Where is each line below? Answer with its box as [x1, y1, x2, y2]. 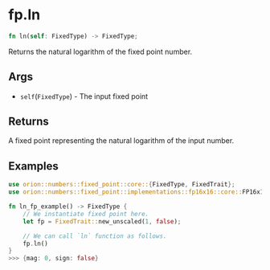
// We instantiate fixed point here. [22, 210, 149, 218]
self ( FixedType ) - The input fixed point [19, 91, 149, 101]
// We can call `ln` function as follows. [22, 231, 167, 240]
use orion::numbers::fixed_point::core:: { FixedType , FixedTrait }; [8, 181, 235, 189]
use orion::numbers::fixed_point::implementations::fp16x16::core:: [8, 188, 243, 196]
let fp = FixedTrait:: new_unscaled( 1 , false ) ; [22, 217, 182, 226]
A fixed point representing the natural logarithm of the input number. [8, 136, 235, 145]
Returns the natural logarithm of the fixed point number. [8, 47, 193, 56]
